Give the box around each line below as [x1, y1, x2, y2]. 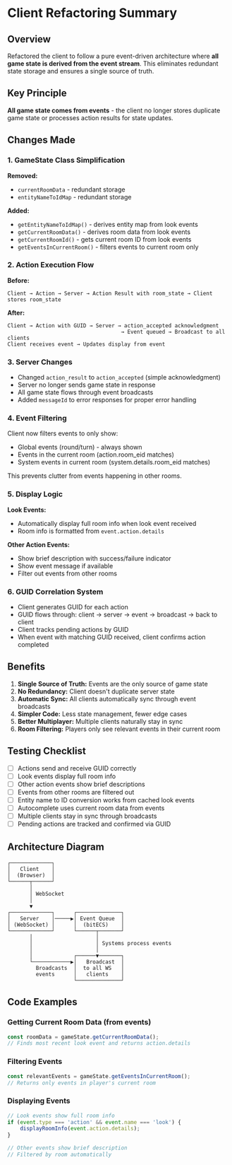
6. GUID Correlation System [7, 587, 104, 597]
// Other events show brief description [7, 1144, 128, 1152]
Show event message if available [17, 561, 114, 570]
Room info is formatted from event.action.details [17, 527, 164, 535]
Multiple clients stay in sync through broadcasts [17, 812, 157, 820]
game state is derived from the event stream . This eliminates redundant [7, 59, 219, 68]
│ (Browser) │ [7, 872, 55, 879]
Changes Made [7, 134, 75, 146]
